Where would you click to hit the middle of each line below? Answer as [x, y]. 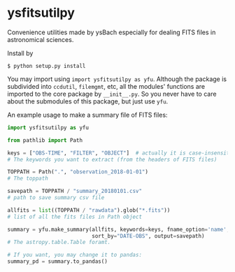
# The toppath [28, 179]
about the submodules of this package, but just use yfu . [88, 101]
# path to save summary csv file [56, 198]
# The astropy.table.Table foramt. [59, 243]
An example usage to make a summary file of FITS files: [87, 115]
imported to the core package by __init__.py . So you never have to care [112, 94]
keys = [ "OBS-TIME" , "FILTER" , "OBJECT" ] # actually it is [97, 153]
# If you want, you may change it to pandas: [74, 255]
